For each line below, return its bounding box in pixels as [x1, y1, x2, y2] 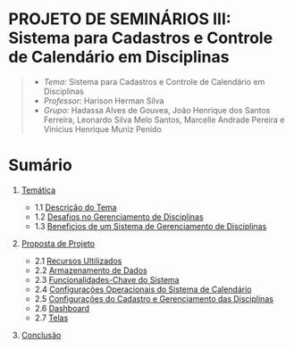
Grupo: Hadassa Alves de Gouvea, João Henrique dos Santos [43, 104, 271, 115]
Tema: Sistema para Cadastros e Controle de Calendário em [43, 76, 265, 87]
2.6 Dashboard [34, 303, 90, 313]
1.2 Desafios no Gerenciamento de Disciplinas [34, 211, 204, 222]
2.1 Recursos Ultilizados [34, 255, 122, 266]
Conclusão [21, 329, 62, 340]
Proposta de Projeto [21, 237, 96, 249]
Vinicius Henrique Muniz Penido [43, 123, 162, 134]
